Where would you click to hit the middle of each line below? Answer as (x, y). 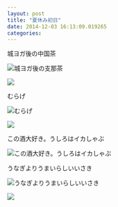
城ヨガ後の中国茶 (32, 53)
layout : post (26, 14)
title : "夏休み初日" (34, 20)
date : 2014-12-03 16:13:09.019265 (57, 26)
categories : (24, 33)
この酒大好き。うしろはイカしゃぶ (56, 139)
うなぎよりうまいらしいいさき (50, 168)
